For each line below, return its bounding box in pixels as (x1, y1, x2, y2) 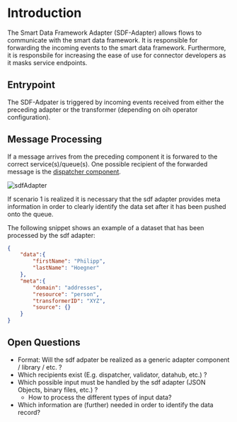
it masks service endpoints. (7, 58, 88, 67)
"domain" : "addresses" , (33, 284, 103, 291)
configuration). (7, 113, 51, 121)
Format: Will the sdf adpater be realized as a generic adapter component (17, 355, 230, 364)
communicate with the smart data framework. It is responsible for (7, 35, 198, 44)
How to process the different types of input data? (28, 393, 172, 401)
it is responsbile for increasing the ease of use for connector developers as (7, 51, 226, 59)
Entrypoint (7, 79, 55, 91)
